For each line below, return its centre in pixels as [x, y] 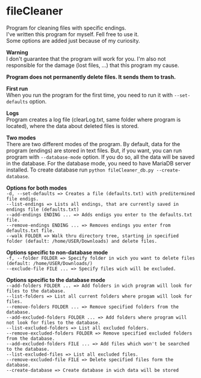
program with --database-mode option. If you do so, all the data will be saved [100, 157]
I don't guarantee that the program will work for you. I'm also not [86, 59]
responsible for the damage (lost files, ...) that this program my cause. [93, 65]
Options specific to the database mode [56, 280]
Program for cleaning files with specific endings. [66, 28]
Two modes [21, 138]
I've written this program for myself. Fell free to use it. [73, 34]
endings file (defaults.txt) [43, 210]
